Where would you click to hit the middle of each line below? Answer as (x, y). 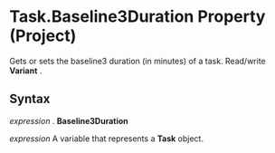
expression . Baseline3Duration (69, 120)
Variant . (26, 71)
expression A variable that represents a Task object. (106, 139)
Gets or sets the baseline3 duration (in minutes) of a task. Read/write (137, 61)
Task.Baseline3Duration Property (137, 17)
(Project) (43, 36)
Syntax (30, 99)
